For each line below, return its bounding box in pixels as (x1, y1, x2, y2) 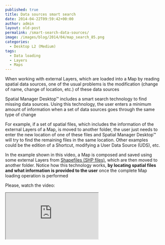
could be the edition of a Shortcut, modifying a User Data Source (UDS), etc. (5, 142, 160, 148)
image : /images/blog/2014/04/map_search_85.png (5, 35, 105, 40)
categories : (5, 40, 30, 44)
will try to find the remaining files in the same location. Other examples (5, 137, 148, 143)
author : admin (5, 21, 34, 26)
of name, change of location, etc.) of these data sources (5, 86, 120, 92)
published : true (5, 7, 38, 12)
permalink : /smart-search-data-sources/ (5, 30, 90, 35)
